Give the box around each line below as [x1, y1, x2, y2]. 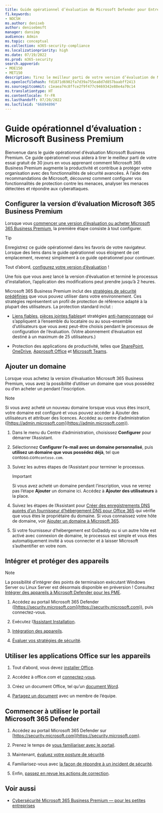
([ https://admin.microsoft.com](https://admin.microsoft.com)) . [5, 420, 130, 426]
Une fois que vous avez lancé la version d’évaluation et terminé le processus [5, 273, 158, 279]
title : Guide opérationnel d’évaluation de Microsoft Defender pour [5, 7, 147, 12]
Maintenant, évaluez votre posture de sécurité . [12, 752, 106, 757]
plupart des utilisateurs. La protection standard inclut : [5, 304, 113, 309]
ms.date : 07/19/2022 [5, 52, 47, 57]
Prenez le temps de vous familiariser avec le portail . [12, 742, 115, 748]
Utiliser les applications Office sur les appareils [5, 651, 151, 660]
